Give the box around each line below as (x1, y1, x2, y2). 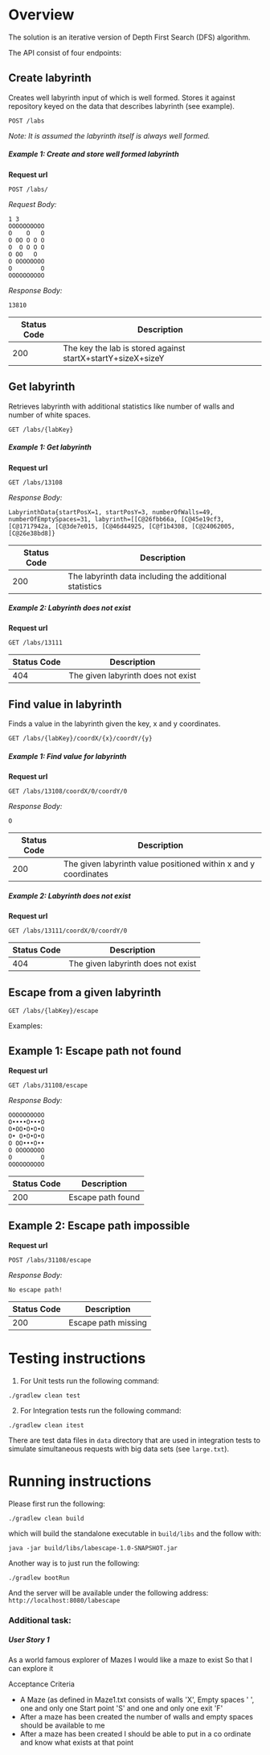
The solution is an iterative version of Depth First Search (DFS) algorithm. (8, 32, 251, 42)
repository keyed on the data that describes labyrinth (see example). (8, 101, 235, 110)
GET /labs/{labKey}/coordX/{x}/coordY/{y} (8, 735, 153, 743)
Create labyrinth (8, 71, 92, 85)
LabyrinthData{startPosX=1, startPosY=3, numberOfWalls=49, (8, 508, 215, 517)
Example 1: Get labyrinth (8, 442, 92, 452)
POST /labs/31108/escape (8, 1255, 92, 1264)
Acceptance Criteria (8, 1679, 75, 1689)
